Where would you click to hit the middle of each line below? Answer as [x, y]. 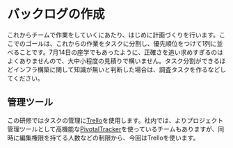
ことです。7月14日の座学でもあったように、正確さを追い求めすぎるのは [121, 52]
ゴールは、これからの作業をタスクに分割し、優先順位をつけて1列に [121, 43]
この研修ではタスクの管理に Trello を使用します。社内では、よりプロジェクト [115, 120]
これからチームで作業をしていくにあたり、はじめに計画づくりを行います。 [113, 35]
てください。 [25, 78]
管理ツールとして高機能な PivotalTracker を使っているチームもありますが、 [113, 129]
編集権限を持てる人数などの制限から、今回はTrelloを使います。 [109, 138]
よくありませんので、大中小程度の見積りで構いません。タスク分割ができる [114, 60]
